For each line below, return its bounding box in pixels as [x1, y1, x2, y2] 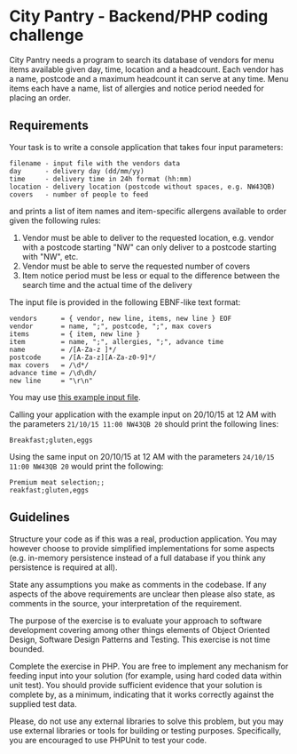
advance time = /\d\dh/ [9, 368, 98, 377]
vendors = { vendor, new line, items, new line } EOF [9, 314, 232, 323]
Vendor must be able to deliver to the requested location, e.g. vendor [21, 232, 275, 243]
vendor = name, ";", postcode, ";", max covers [9, 322, 213, 331]
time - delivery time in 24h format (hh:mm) [9, 174, 192, 183]
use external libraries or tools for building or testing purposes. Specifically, [9, 725, 282, 735]
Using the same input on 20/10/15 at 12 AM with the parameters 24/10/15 [9, 451, 275, 461]
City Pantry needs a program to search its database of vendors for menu [9, 54, 275, 65]
